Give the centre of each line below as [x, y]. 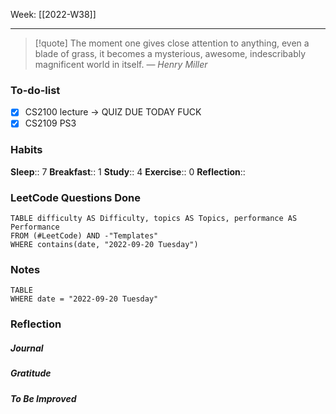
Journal [27, 348]
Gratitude [31, 373]
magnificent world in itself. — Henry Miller [121, 64]
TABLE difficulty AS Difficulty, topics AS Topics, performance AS [154, 219]
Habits [26, 150]
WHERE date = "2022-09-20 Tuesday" [84, 299]
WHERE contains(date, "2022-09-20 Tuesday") [104, 245]
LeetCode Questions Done [76, 197]
